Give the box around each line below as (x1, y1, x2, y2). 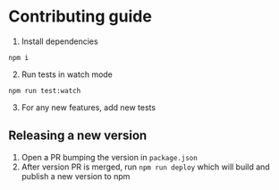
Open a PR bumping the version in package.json (21, 151, 198, 162)
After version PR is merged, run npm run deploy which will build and (21, 161, 270, 172)
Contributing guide (8, 6, 153, 27)
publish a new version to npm (21, 170, 131, 181)
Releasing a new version (8, 128, 148, 143)
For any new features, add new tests (21, 101, 156, 113)
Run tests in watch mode (21, 69, 114, 80)
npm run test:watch (8, 86, 81, 95)
